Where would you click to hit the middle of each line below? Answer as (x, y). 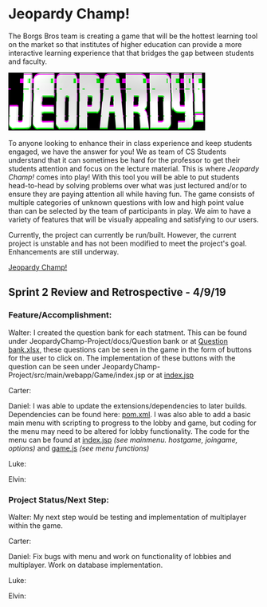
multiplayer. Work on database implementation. (86, 565)
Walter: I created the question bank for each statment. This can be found (128, 333)
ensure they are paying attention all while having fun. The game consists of (132, 194)
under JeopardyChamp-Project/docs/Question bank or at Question (118, 341)
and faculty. (28, 61)
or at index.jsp (170, 375)
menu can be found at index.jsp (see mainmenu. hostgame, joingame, (123, 439)
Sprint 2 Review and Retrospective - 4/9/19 (117, 292)
